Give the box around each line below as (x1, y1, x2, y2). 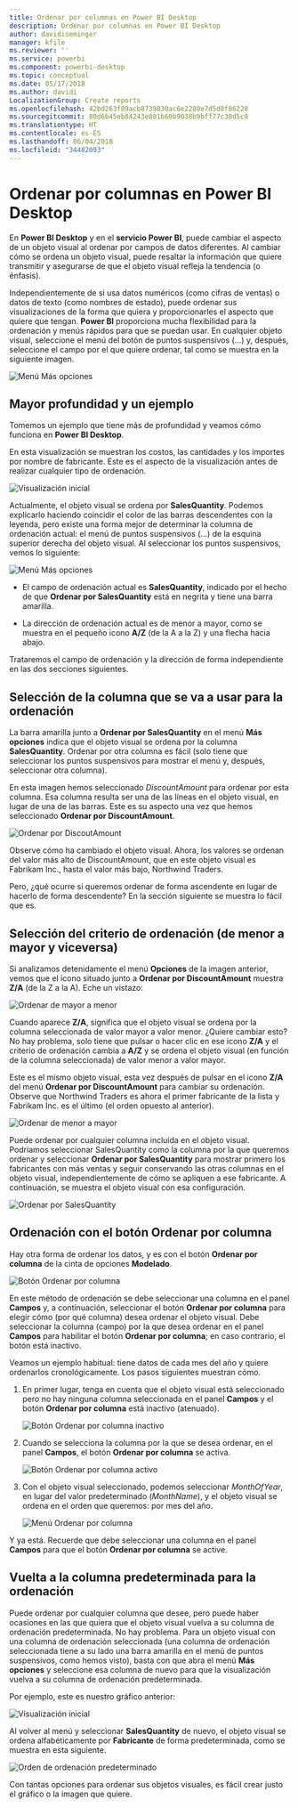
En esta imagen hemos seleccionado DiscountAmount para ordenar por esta (9, 782, 289, 793)
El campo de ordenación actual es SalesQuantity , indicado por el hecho (21, 582, 287, 593)
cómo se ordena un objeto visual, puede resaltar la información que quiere (9, 251, 283, 262)
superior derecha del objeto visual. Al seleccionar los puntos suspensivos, (9, 538, 282, 548)
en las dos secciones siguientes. (9, 664, 129, 675)
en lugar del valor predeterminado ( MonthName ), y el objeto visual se (21, 1490, 278, 1501)
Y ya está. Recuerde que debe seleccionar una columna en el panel (9, 1535, 256, 1545)
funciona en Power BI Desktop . (9, 429, 125, 441)
